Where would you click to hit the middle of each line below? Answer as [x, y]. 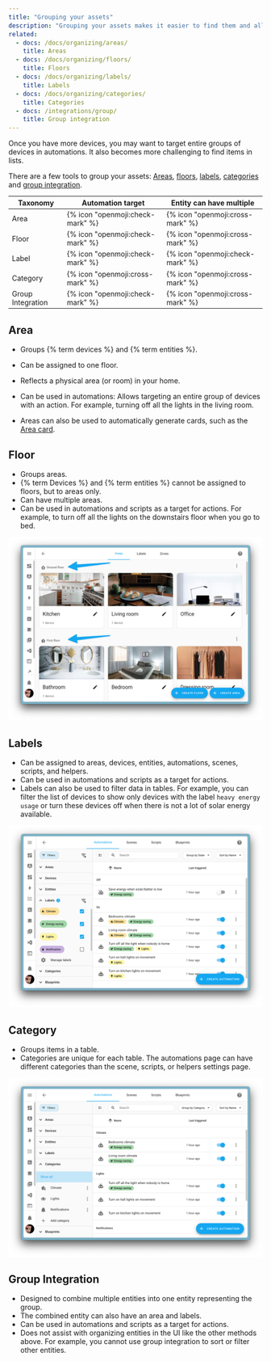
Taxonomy [36, 203]
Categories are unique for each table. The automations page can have [136, 1058]
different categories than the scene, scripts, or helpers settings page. [135, 1067]
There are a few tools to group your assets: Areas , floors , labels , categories [134, 176]
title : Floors [46, 69]
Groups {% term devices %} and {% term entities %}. [108, 350]
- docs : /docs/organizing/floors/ [73, 60]
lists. [16, 161]
